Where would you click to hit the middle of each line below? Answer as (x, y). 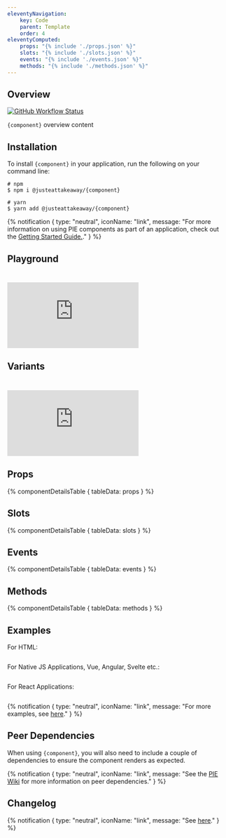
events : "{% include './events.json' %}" (81, 60)
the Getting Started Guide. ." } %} (54, 237)
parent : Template (45, 27)
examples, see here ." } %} (45, 714)
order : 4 (33, 33)
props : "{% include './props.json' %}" (78, 46)
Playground (33, 259)
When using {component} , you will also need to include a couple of (102, 752)
